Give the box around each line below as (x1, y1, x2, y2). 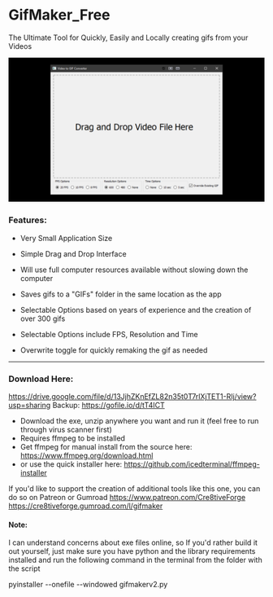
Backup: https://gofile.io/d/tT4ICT (52, 401, 165, 410)
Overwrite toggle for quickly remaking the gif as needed (19, 345, 208, 355)
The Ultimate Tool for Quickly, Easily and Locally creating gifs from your (8, 33, 249, 42)
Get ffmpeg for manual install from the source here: (19, 442, 193, 452)
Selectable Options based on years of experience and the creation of (19, 305, 252, 314)
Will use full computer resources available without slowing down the (19, 265, 249, 274)
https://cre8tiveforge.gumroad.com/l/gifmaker (8, 501, 163, 511)
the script (8, 564, 41, 573)
